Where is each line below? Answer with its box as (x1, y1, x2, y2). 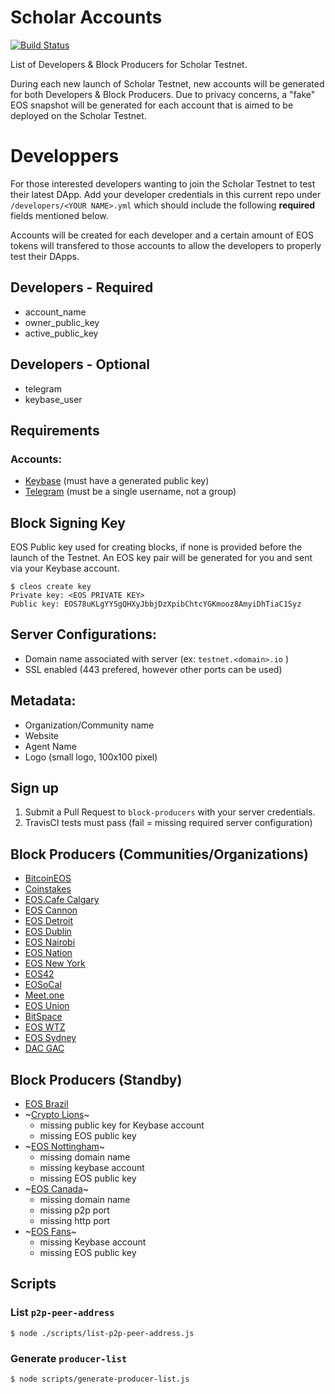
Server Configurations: (10, 626, 158, 643)
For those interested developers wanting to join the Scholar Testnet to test (10, 177, 316, 190)
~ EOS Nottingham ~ (24, 1141, 106, 1153)
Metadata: (10, 692, 77, 710)
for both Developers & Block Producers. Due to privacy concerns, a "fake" (10, 88, 316, 100)
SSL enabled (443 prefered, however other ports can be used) (24, 663, 283, 675)
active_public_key (24, 327, 99, 339)
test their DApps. (10, 250, 80, 262)
